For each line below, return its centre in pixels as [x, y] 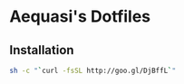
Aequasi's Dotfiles [80, 17]
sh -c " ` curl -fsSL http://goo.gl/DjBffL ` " [93, 70]
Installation [42, 50]
